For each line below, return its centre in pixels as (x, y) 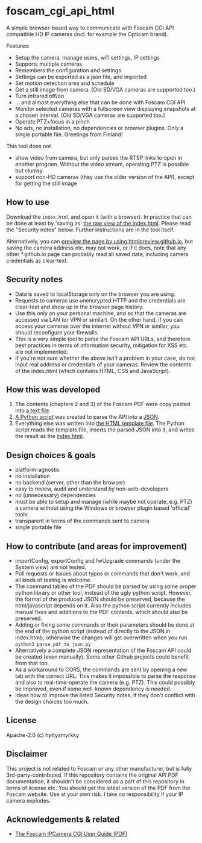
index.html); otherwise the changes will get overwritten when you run (101, 638)
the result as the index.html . (49, 436)
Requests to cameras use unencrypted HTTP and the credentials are (100, 300)
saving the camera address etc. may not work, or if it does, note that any (96, 248)
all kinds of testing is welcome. (53, 580)
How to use (28, 202)
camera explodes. (29, 800)
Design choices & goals (51, 455)
